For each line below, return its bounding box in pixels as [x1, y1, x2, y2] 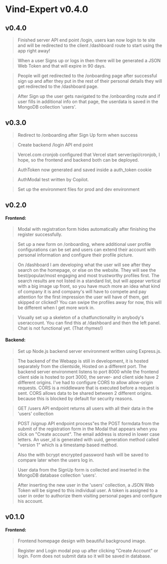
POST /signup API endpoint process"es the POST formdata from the [17, 420, 160, 426]
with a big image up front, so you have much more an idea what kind [17, 283, 160, 289]
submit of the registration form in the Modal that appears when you [17, 426, 157, 432]
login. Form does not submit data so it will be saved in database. [17, 553, 151, 559]
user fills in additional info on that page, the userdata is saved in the [17, 98, 158, 105]
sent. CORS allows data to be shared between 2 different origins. [17, 390, 153, 396]
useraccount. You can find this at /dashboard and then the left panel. [17, 320, 161, 326]
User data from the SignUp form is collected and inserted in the [17, 467, 150, 473]
